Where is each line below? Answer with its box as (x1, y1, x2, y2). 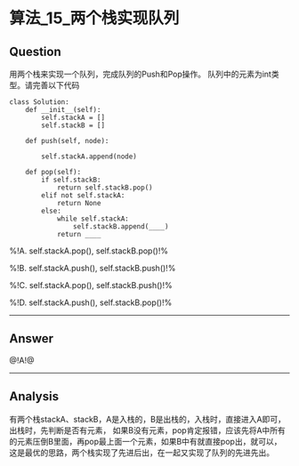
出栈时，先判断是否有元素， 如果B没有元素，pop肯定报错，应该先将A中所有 (9, 424, 287, 436)
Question (9, 44, 61, 59)
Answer (9, 331, 54, 347)
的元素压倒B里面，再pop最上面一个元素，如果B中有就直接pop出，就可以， (9, 436, 282, 446)
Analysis (9, 389, 60, 405)
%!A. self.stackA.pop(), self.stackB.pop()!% (9, 245, 169, 256)
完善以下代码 (32, 80, 80, 90)
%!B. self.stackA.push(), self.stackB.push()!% (9, 263, 176, 273)
